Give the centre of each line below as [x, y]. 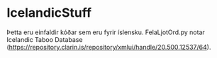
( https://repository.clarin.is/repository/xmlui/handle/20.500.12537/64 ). [109, 47]
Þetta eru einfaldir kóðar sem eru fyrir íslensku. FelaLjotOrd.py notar [106, 32]
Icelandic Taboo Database [45, 39]
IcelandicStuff [49, 13]
